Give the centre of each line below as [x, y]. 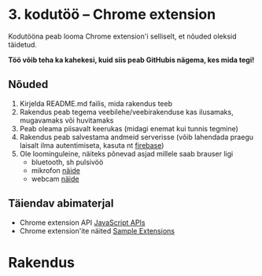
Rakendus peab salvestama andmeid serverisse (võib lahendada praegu [137, 137]
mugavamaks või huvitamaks [66, 120]
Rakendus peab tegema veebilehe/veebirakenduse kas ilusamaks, [126, 112]
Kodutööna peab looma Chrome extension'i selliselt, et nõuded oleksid [123, 36]
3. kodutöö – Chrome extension [112, 15]
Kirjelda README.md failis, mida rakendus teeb [96, 103]
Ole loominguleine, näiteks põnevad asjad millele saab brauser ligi [126, 153]
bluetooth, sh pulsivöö [67, 162]
